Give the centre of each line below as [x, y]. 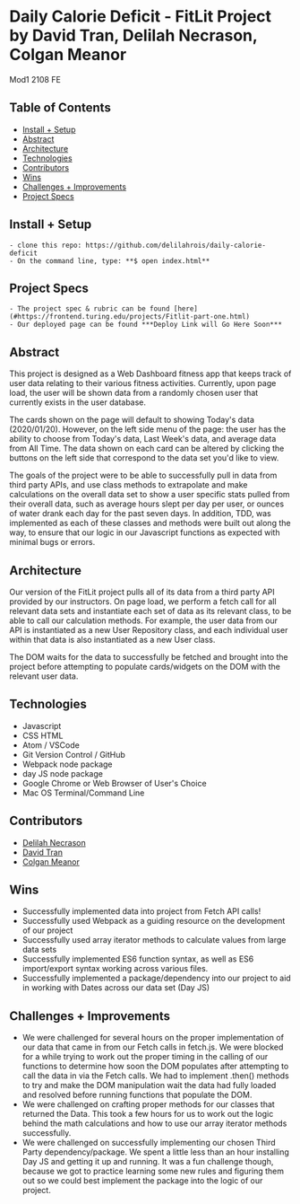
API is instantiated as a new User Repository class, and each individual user [149, 630]
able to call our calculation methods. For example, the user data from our [144, 620]
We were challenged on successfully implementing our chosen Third [149, 1143]
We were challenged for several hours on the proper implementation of [153, 1038]
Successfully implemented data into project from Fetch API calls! [141, 911]
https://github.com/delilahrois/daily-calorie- [176, 245]
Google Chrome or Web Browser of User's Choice [115, 783]
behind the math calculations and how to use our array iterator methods [154, 1123]
